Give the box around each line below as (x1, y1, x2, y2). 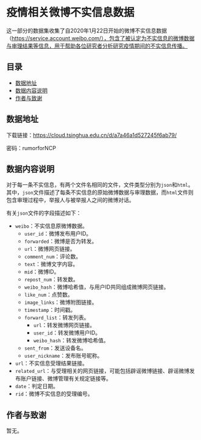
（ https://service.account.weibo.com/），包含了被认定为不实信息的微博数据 (6, 34, 195, 41)
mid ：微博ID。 (24, 268, 60, 275)
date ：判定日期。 (15, 383, 59, 390)
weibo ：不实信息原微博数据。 (15, 222, 88, 229)
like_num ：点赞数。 (24, 291, 73, 298)
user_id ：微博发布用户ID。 (24, 230, 92, 237)
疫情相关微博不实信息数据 (6, 5, 135, 20)
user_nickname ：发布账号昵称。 (24, 352, 103, 359)
